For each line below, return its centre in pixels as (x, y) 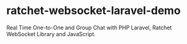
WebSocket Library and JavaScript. (51, 34)
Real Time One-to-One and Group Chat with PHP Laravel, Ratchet (89, 28)
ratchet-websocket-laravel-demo (93, 11)
